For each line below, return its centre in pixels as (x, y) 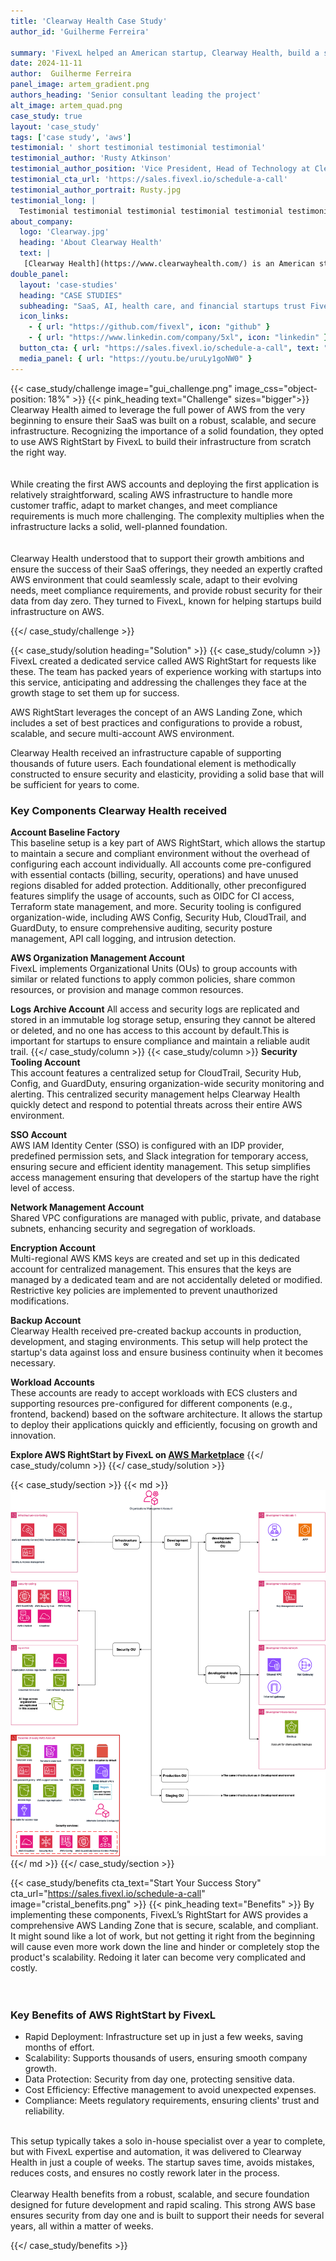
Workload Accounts (52, 1382)
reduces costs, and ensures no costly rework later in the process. (145, 2173)
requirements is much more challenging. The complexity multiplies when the (167, 516)
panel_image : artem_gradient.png (80, 85)
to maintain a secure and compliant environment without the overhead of (160, 853)
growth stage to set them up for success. (95, 692)
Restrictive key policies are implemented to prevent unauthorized (144, 1290)
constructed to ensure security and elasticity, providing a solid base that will (167, 774)
